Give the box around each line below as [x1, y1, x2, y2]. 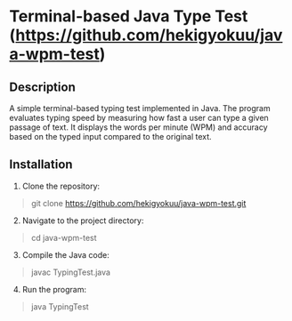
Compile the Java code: [21, 249, 109, 260]
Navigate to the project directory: [21, 215, 144, 226]
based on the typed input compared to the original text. [9, 132, 212, 141]
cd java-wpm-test [30, 232, 97, 243]
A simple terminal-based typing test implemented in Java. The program [9, 103, 271, 113]
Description [9, 79, 76, 94]
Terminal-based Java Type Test [9, 6, 248, 27]
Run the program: [21, 284, 87, 294]
